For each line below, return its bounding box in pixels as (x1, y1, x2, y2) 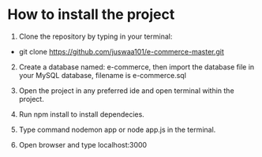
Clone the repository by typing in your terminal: (18, 32, 173, 41)
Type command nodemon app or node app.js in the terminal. (18, 125, 216, 134)
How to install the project (7, 6, 175, 24)
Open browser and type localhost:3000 (18, 140, 148, 149)
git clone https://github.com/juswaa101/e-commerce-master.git (18, 47, 224, 56)
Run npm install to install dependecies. (18, 109, 145, 119)
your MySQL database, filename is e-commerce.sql (18, 70, 187, 80)
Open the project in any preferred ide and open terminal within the (18, 85, 234, 95)
